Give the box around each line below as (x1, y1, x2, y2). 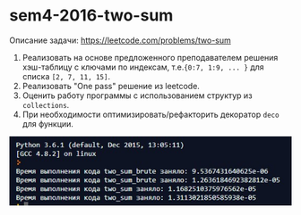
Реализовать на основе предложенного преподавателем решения (21, 52, 279, 62)
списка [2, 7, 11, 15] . (21, 70, 110, 81)
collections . (21, 99, 70, 110)
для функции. (21, 118, 74, 129)
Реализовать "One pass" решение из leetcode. (21, 80, 200, 91)
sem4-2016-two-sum (9, 5, 174, 26)
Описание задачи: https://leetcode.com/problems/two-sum (9, 35, 231, 45)
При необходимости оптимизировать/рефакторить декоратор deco (21, 109, 279, 120)
